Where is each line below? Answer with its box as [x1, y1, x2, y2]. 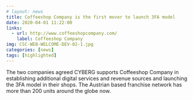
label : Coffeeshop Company [17, 36, 83, 42]
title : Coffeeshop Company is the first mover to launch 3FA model [6, 14, 176, 20]
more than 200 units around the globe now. [6, 87, 111, 94]
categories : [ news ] [6, 47, 54, 53]
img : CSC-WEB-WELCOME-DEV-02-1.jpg [6, 42, 94, 48]
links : [6, 25, 22, 31]
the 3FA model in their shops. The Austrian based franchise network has [6, 81, 182, 88]
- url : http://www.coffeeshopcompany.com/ [11, 31, 117, 36]
